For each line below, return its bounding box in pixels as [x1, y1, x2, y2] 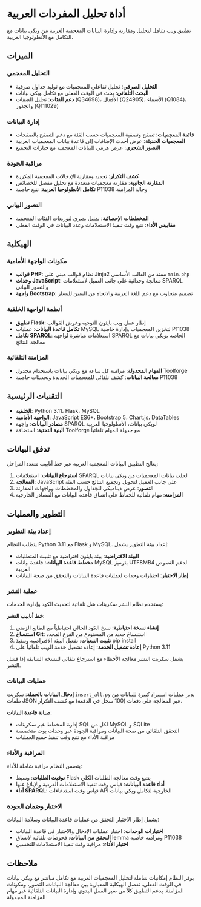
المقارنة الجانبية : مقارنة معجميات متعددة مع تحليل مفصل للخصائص [15, 179, 165, 187]
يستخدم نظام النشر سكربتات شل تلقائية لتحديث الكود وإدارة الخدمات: [7, 601, 163, 608]
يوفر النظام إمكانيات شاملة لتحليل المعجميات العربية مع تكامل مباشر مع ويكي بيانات [7, 874, 194, 882]
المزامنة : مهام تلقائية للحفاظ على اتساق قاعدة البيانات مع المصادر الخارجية [15, 491, 183, 498]
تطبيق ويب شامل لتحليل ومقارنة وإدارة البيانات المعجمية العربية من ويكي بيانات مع [7, 27, 191, 34]
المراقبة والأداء [7, 748, 45, 757]
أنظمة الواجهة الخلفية [7, 305, 62, 313]
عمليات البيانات [7, 677, 47, 685]
